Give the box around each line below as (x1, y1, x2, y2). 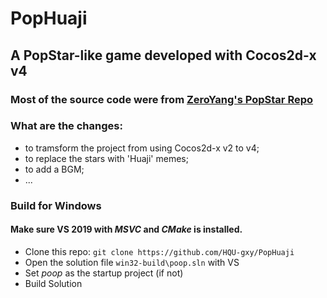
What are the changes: (10, 119, 123, 133)
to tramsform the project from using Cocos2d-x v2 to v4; (24, 142, 260, 154)
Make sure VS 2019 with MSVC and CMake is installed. (10, 223, 243, 236)
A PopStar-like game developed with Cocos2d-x (10, 47, 317, 64)
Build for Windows (10, 198, 102, 212)
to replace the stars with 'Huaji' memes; (24, 152, 189, 164)
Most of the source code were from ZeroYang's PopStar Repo (10, 92, 314, 106)
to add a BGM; (24, 163, 85, 175)
